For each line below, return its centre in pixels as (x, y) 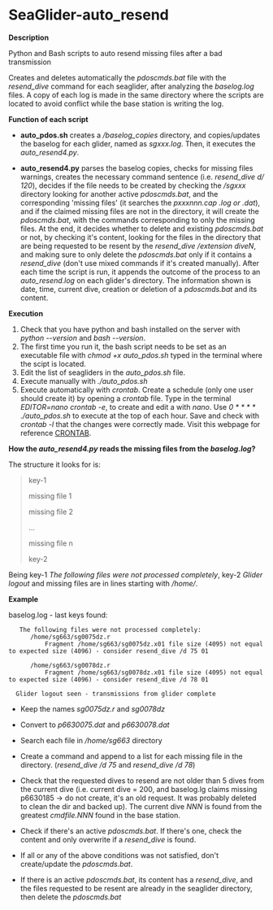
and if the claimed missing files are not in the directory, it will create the (140, 211)
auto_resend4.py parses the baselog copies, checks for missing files (136, 168)
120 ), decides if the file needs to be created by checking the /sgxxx (133, 185)
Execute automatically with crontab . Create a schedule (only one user (136, 390)
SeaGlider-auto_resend (89, 15)
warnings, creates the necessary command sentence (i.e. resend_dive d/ (142, 176)
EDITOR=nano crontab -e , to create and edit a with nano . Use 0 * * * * (138, 407)
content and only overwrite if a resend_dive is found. (108, 839)
